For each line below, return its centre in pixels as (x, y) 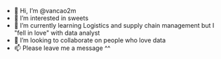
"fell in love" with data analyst (57, 33)
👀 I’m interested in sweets (51, 18)
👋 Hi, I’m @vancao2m (45, 11)
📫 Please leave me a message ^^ (62, 48)
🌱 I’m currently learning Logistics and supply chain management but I (114, 25)
